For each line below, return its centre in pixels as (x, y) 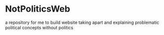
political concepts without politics (39, 27)
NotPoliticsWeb (38, 9)
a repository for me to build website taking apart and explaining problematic (82, 22)
